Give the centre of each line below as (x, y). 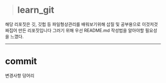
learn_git (36, 10)
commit (21, 61)
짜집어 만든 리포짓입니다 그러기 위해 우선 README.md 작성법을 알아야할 (75, 30)
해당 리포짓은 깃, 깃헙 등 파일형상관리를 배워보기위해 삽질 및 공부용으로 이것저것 (82, 24)
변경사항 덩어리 (20, 75)
